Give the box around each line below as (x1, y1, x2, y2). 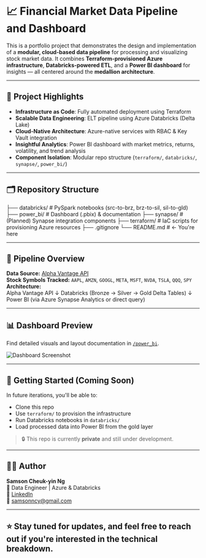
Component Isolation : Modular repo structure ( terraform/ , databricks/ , (15, 154, 197, 161)
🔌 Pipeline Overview (6, 253, 85, 264)
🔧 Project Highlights (6, 92, 84, 102)
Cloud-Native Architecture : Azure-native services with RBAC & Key (15, 127, 188, 135)
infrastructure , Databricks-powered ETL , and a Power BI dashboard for (6, 61, 191, 69)
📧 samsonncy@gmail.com (6, 497, 72, 504)
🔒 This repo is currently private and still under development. (21, 435, 174, 442)
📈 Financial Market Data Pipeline (6, 4, 178, 18)
